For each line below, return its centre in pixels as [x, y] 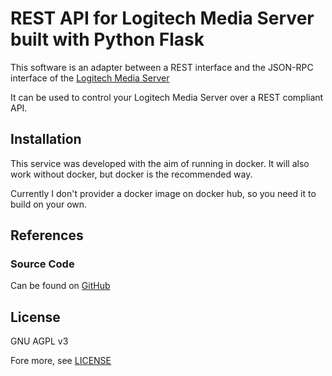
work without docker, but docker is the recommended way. [131, 174]
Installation [46, 139]
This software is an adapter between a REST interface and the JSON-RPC [162, 67]
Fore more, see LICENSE [61, 361]
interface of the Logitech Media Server [90, 78]
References [47, 235]
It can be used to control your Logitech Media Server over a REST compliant [167, 97]
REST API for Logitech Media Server [162, 18]
